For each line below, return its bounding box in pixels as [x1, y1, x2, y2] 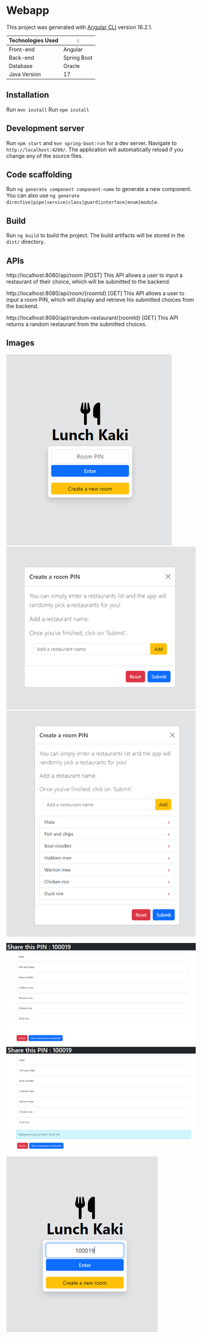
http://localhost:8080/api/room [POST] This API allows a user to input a [6, 272, 183, 279]
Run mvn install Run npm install [6, 106, 90, 113]
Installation [6, 90, 49, 100]
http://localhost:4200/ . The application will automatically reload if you [6, 146, 183, 153]
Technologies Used [8, 37, 59, 44]
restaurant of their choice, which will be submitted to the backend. [6, 278, 171, 285]
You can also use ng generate [6, 192, 80, 199]
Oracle [63, 63, 80, 70]
